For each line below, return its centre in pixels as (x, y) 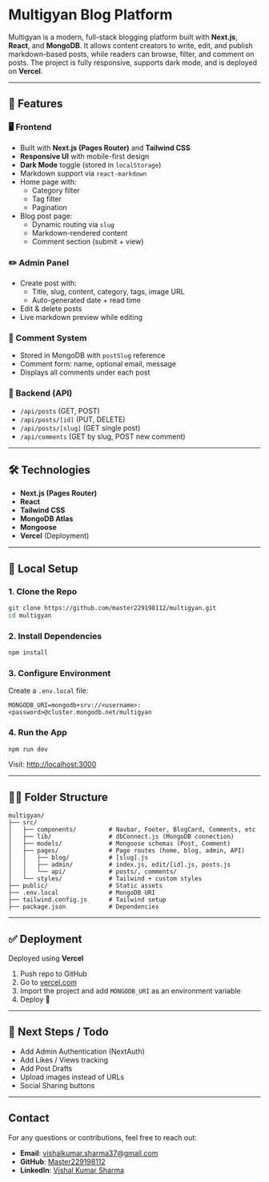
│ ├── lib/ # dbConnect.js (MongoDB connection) (121, 837)
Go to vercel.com (48, 982)
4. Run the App (38, 733)
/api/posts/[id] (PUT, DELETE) (72, 419)
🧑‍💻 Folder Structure (58, 797)
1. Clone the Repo (43, 591)
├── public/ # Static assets (85, 886)
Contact (29, 1118)
